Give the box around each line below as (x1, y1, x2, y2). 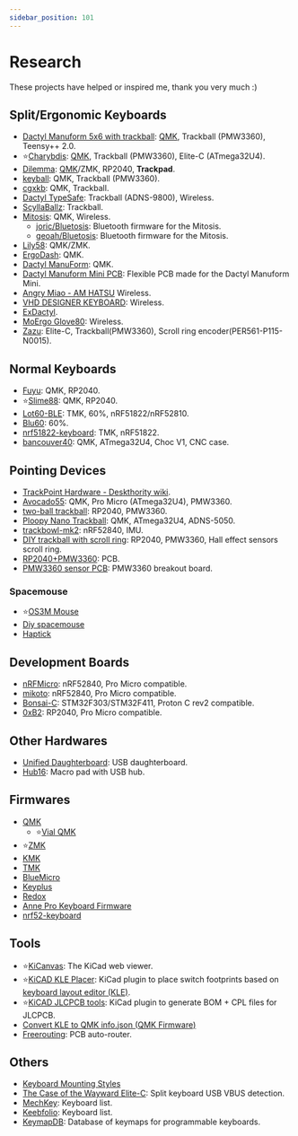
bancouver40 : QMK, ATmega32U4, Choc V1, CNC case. (22, 437, 230, 448)
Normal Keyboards (9, 361, 117, 377)
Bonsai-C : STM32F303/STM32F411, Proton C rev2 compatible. (22, 697, 255, 709)
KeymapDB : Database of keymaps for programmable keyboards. (22, 1116, 261, 1127)
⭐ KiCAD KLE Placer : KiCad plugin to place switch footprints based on (22, 974, 280, 984)
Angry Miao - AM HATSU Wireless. (22, 288, 152, 299)
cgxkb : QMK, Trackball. (22, 183, 110, 194)
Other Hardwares (9, 733, 108, 748)
